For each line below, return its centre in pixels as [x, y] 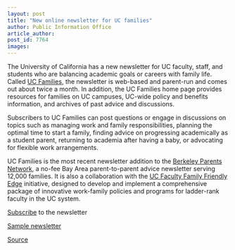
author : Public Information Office [59, 27]
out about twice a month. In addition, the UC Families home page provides [115, 89]
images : [19, 46]
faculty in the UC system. [44, 199]
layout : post [26, 14]
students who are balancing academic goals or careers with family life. [110, 74]
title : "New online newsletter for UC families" [80, 20]
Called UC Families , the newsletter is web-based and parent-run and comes [117, 81]
